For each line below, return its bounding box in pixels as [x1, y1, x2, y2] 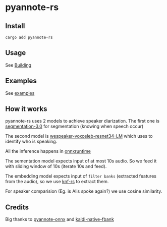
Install [5, 22, 25, 30]
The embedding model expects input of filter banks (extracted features [5, 173, 156, 179]
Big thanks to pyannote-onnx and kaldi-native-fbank [5, 216, 115, 222]
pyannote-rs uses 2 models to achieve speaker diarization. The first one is [5, 118, 160, 124]
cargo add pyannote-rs [5, 35, 53, 40]
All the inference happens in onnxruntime [5, 148, 91, 154]
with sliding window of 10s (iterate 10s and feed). [5, 163, 107, 169]
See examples [5, 90, 35, 96]
